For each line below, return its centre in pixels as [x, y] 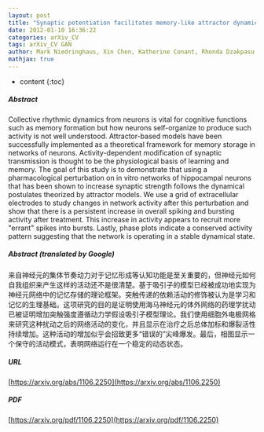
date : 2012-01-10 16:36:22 [52, 30]
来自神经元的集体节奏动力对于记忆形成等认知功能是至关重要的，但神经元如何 [132, 275]
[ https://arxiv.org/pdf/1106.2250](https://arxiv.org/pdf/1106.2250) [114, 419]
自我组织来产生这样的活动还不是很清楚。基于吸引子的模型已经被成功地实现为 [132, 284]
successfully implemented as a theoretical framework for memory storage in [132, 144]
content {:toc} [42, 81]
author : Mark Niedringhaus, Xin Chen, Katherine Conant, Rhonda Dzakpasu [132, 52]
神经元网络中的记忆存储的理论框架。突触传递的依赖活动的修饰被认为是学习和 [132, 295]
